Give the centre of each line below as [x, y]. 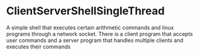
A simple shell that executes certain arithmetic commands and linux [90, 27]
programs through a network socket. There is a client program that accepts [99, 33]
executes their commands [39, 47]
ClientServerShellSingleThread [85, 11]
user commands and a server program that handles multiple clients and [95, 40]
